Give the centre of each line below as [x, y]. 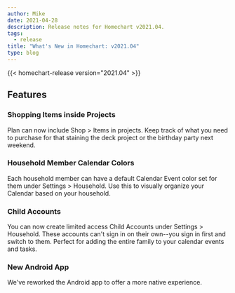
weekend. [21, 145]
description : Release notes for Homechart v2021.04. [86, 27]
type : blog [23, 53]
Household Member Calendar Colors [71, 163]
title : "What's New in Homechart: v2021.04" [73, 46]
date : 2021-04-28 [33, 20]
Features [27, 95]
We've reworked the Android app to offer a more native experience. [105, 282]
